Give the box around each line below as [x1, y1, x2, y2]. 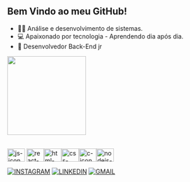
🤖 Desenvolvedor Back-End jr [17, 42, 103, 50]
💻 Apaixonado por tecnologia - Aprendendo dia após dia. [17, 31, 184, 41]
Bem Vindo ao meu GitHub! [7, 6, 128, 17]
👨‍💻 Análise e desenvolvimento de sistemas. [17, 24, 143, 32]
